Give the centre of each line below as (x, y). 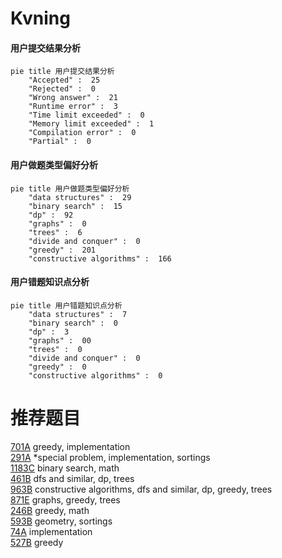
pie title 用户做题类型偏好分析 (70, 188)
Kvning (40, 18)
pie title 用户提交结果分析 (62, 72)
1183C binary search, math (65, 468)
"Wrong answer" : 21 (73, 98)
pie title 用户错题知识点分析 (66, 305)
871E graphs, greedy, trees (65, 499)
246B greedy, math (50, 510)
